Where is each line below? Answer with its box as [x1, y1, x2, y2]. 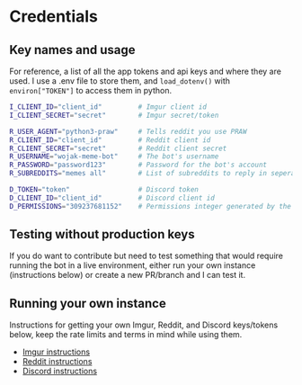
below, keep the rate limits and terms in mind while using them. [9, 329, 243, 340]
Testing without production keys [9, 227, 195, 242]
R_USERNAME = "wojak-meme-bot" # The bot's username [9, 152, 219, 161]
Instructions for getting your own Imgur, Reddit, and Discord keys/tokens [9, 319, 279, 330]
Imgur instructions [22, 346, 91, 357]
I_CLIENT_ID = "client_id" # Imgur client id [9, 103, 207, 112]
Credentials [9, 6, 99, 27]
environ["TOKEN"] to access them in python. [9, 85, 173, 95]
